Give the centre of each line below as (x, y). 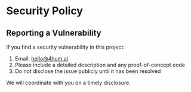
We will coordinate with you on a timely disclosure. (69, 83)
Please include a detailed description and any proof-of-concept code (100, 65)
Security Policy (45, 11)
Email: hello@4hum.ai (41, 58)
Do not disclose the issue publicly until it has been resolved (88, 71)
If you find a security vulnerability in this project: (66, 47)
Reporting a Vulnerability (54, 33)
